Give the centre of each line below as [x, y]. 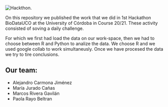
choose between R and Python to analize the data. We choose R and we [80, 44]
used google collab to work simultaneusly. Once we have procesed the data [84, 49]
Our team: [22, 70]
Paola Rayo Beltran [32, 98]
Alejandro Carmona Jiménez [42, 82]
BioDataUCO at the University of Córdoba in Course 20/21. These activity [81, 23]
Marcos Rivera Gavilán [36, 93]
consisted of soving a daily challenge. [45, 28]
